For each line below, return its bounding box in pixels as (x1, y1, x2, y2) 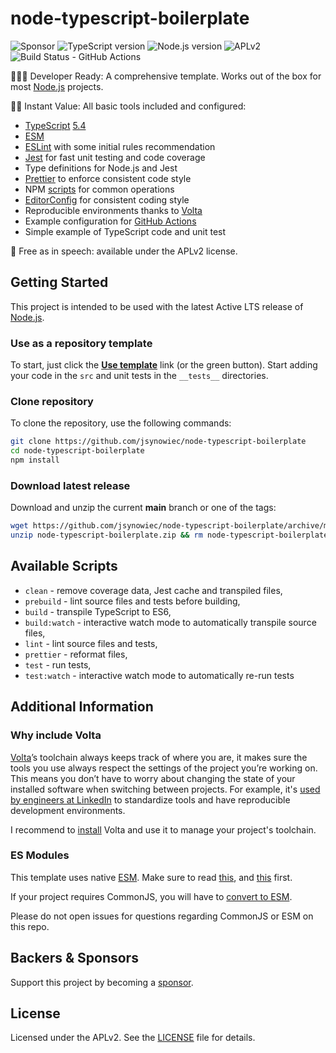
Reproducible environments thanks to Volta (24, 204, 203, 216)
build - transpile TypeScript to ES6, (24, 605, 172, 617)
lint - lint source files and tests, (24, 637, 158, 649)
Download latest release (10, 478, 131, 492)
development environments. (10, 804, 126, 816)
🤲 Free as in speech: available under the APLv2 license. (10, 245, 238, 257)
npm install (10, 455, 60, 466)
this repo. (10, 920, 50, 932)
